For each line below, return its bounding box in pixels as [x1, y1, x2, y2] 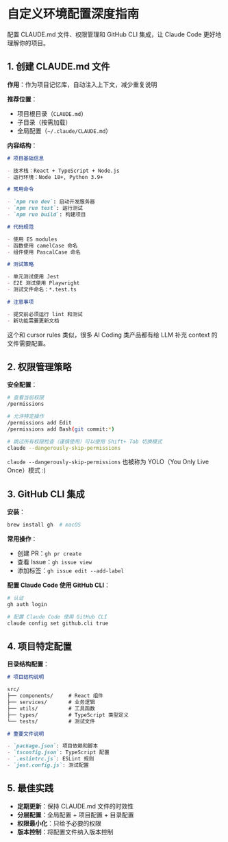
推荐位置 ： [7, 95, 38, 103]
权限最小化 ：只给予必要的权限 [16, 819, 101, 827]
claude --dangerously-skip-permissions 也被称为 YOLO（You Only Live [7, 457, 210, 466]
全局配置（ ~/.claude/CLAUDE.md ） [16, 126, 112, 134]
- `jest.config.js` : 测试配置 [7, 762, 89, 769]
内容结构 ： [7, 141, 38, 149]
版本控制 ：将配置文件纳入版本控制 [16, 828, 114, 836]
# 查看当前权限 [7, 394, 45, 401]
